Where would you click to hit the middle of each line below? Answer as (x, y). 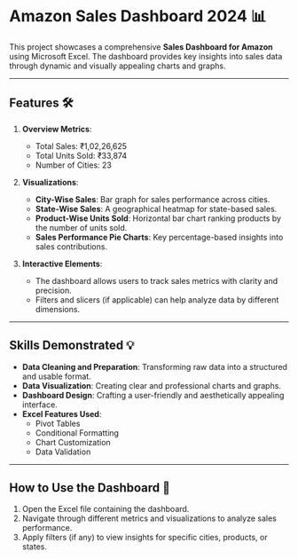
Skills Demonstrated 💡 (72, 346)
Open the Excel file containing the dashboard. (106, 509)
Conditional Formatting (77, 433)
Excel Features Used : (62, 413)
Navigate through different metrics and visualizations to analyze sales (149, 518)
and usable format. (56, 376)
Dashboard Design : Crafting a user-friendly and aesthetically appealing (153, 395)
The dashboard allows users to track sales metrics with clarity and (157, 280)
